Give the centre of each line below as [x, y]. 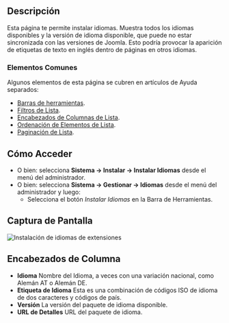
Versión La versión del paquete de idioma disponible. [92, 304]
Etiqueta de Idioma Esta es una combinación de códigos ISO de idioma [117, 290]
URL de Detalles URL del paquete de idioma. [80, 312]
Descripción [33, 11]
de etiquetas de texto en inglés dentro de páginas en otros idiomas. [102, 49]
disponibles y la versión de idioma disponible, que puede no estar [99, 35]
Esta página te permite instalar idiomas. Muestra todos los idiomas [100, 27]
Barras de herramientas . [51, 103]
